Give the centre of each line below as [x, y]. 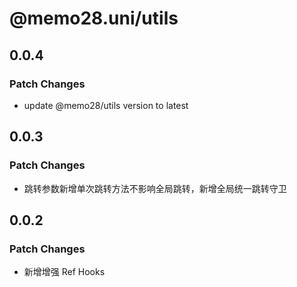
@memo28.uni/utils [94, 18]
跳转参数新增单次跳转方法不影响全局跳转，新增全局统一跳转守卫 [155, 188]
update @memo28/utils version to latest [106, 105]
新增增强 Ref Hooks [64, 272]
